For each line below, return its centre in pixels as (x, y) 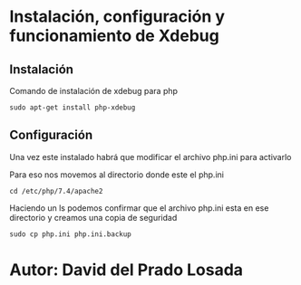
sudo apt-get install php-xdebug (73, 108)
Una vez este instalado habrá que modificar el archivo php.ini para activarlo (150, 157)
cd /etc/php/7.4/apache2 (56, 191)
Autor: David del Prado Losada (126, 270)
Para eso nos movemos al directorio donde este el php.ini (117, 175)
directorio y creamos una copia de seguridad (93, 217)
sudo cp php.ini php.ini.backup (70, 234)
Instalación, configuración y (117, 17)
